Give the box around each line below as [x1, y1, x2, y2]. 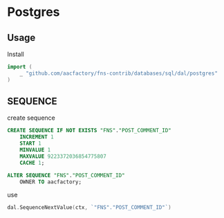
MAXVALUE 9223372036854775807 [19, 153, 107, 160]
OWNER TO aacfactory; [19, 178, 82, 185]
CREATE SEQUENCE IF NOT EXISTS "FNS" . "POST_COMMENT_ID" [7, 127, 171, 134]
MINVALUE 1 [19, 147, 51, 154]
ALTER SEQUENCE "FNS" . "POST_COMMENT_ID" [7, 172, 126, 179]
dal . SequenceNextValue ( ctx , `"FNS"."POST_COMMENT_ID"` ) [7, 204, 171, 211]
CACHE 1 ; [19, 159, 45, 166]
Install [7, 50, 24, 58]
